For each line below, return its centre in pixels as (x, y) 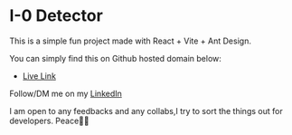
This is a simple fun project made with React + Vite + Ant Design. (130, 41)
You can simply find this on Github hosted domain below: (115, 58)
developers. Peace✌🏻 (49, 121)
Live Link (39, 76)
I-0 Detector (57, 16)
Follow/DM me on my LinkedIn (66, 93)
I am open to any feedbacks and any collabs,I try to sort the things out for (146, 111)
